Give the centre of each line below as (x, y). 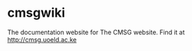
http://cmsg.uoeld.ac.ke (42, 39)
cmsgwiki (36, 13)
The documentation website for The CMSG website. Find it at (96, 32)
